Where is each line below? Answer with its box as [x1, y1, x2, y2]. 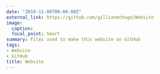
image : [6, 20, 23, 26]
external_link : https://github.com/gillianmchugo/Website [6, 14, 154, 20]
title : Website [6, 58, 44, 64]
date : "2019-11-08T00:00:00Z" [6, 8, 82, 15]
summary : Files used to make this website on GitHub [6, 36, 141, 42]
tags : [6, 42, 20, 48]
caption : [11, 25, 34, 32]
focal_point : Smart [11, 31, 61, 37]
